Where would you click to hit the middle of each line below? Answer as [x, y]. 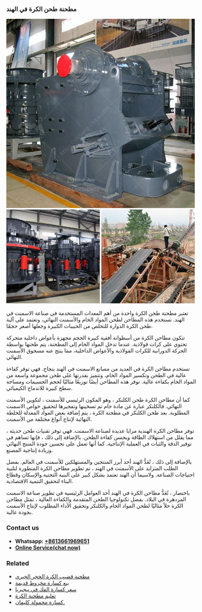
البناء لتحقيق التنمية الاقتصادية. [40, 481]
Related [18, 563]
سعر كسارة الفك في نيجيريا [46, 589]
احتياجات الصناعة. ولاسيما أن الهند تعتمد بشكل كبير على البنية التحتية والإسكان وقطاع [100, 475]
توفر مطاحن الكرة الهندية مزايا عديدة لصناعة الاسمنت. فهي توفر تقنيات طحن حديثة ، [100, 431]
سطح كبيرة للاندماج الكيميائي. [39, 388]
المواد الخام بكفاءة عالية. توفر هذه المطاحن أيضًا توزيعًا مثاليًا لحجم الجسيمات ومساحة [101, 382]
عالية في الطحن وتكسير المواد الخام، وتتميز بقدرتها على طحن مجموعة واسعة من [96, 375]
